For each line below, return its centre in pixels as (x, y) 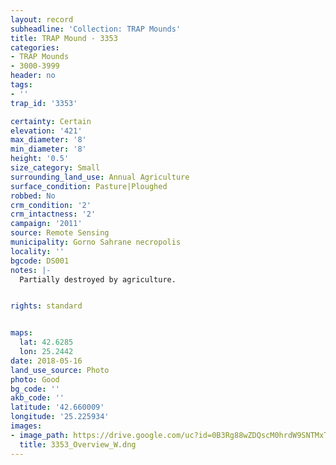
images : (26, 426)
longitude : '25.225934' (60, 417)
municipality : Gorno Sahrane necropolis (96, 242)
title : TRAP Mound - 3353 (64, 38)
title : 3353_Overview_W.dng (78, 444)
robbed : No (33, 196)
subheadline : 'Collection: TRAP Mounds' (96, 29)
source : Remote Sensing (60, 233)
